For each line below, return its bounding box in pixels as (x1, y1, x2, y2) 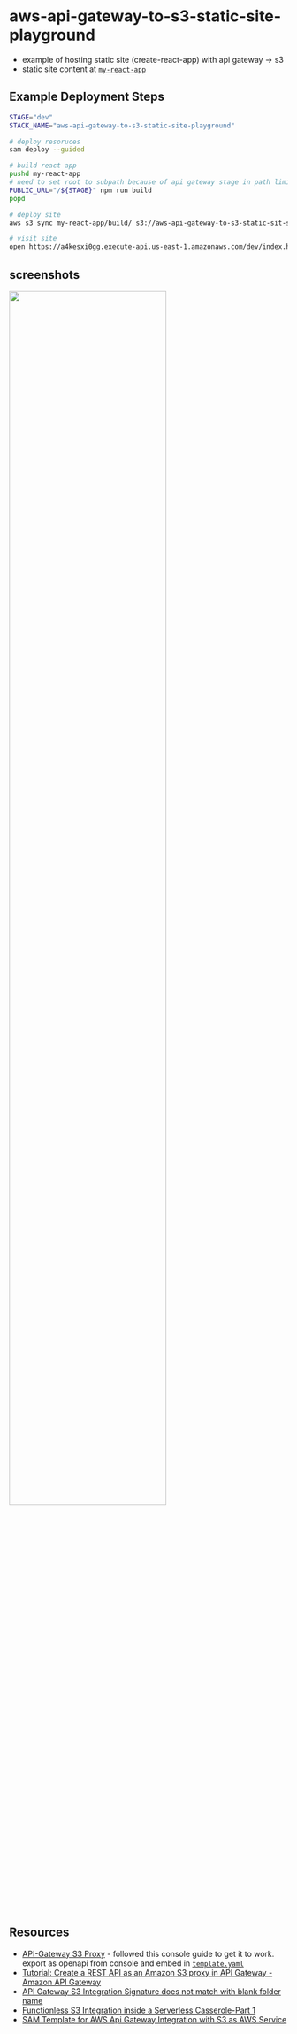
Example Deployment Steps (9, 89, 165, 104)
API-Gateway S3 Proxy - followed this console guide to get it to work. (21, 1948, 275, 1959)
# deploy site (9, 210, 62, 219)
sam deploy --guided (9, 145, 86, 154)
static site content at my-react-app (21, 64, 147, 74)
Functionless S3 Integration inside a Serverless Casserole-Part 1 (21, 2005, 256, 2015)
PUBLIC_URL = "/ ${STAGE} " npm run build (9, 186, 152, 195)
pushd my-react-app (9, 170, 81, 179)
